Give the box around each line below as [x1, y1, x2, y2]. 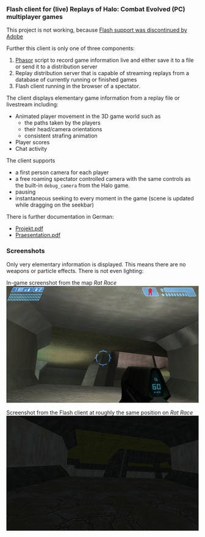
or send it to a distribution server [15, 63, 98, 70]
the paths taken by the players [24, 119, 101, 126]
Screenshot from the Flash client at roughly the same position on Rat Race [6, 409, 193, 417]
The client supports [6, 157, 56, 164]
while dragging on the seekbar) [15, 201, 95, 209]
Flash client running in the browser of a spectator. [15, 82, 140, 90]
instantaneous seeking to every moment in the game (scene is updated [15, 195, 194, 202]
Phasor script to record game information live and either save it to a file [15, 57, 194, 64]
